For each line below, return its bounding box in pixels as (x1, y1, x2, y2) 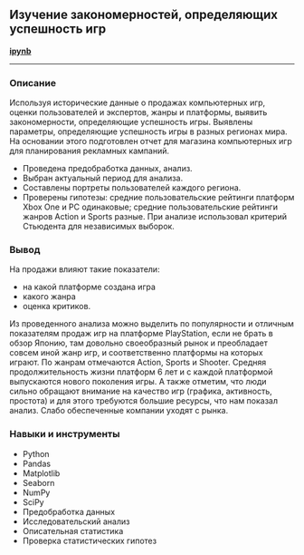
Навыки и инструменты (9, 428, 120, 441)
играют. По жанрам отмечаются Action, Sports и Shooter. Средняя (9, 357, 267, 368)
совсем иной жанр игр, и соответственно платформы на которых (9, 347, 264, 358)
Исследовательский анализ (22, 516, 130, 527)
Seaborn (22, 477, 55, 488)
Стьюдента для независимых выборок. (22, 221, 175, 232)
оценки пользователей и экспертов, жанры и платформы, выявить (9, 107, 268, 118)
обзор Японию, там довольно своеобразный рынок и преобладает (9, 337, 269, 348)
